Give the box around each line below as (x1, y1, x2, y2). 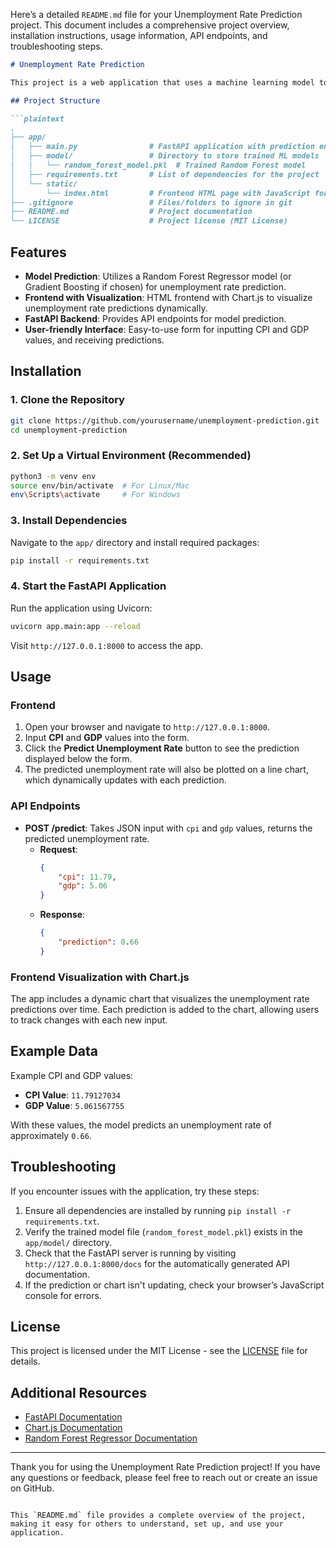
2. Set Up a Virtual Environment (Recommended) (10, 449, 252, 463)
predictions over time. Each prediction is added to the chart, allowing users (10, 1004, 320, 1016)
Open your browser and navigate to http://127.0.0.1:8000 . (24, 721, 270, 733)
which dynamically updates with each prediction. (24, 774, 227, 786)
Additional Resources (10, 1384, 147, 1401)
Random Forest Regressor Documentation (24, 1432, 198, 1444)
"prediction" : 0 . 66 (58, 937, 140, 947)
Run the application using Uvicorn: (10, 602, 153, 614)
